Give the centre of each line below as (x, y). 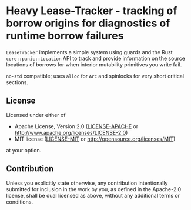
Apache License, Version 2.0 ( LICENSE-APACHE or (76, 126)
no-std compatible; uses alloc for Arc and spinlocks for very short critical (95, 76)
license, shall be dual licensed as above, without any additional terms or (93, 195)
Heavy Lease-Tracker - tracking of (92, 11)
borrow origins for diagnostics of (88, 23)
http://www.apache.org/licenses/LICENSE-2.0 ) (71, 132)
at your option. (24, 150)
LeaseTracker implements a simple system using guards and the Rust (89, 52)
